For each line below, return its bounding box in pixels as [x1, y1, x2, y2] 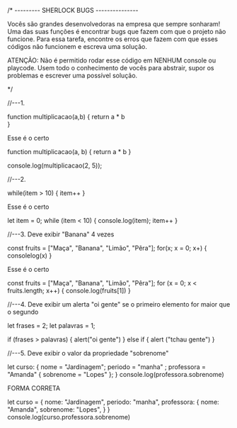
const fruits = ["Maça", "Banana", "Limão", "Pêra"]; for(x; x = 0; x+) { [7, 244, 207, 252]
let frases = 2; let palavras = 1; [7, 322, 96, 329]
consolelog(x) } [7, 251, 52, 260]
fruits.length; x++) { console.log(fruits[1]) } [7, 287, 131, 295]
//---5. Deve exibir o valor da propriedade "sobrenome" [7, 349, 169, 357]
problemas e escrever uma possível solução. [7, 71, 138, 79]
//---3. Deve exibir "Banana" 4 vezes [7, 230, 115, 238]
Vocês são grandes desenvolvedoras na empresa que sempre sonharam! [7, 20, 221, 28]
